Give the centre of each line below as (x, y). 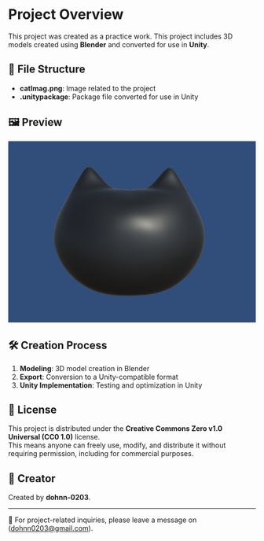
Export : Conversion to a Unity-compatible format (99, 377)
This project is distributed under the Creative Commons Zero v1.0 (115, 429)
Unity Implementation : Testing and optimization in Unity (111, 385)
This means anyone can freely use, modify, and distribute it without (117, 445)
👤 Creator (32, 478)
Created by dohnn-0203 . (49, 498)
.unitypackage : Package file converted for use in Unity (109, 97)
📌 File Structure (47, 70)
